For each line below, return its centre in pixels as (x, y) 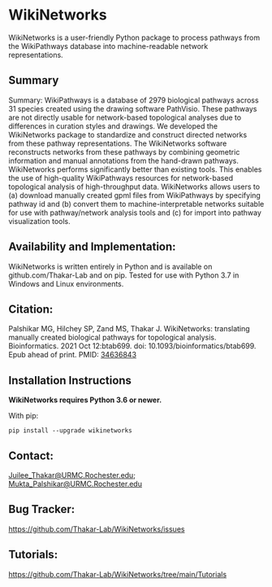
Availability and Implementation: (92, 247)
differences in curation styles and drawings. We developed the (113, 126)
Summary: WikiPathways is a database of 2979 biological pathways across (134, 100)
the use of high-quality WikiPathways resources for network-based (121, 177)
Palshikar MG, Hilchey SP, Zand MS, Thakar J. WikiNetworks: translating (129, 329)
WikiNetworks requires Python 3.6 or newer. (85, 400)
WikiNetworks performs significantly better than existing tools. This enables (135, 169)
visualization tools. (39, 221)
